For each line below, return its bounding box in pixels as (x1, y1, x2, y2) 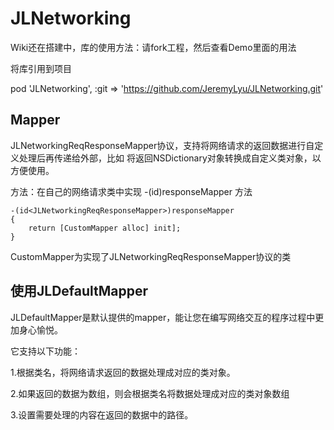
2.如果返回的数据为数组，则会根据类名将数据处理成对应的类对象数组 (10, 387, 290, 399)
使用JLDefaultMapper (10, 283, 149, 300)
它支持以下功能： (10, 345, 81, 357)
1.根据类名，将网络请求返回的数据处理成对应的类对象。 (10, 366, 236, 378)
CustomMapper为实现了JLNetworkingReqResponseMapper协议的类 (10, 250, 292, 262)
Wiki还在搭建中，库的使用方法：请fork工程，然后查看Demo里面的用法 (10, 41, 297, 53)
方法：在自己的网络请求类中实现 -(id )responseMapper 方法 (10, 185, 253, 197)
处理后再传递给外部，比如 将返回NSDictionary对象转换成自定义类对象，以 (18, 152, 322, 164)
